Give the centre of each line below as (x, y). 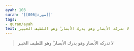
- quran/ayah (19, 24)
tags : (11, 19)
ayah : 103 (16, 10)
